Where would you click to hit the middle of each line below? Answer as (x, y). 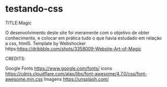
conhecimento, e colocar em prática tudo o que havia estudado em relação (83, 38)
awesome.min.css (24, 79)
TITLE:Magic (18, 23)
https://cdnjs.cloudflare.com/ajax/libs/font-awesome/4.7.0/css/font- (76, 73)
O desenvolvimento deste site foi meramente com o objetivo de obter (77, 32)
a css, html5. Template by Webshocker (46, 43)
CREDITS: (15, 58)
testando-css (34, 9)
